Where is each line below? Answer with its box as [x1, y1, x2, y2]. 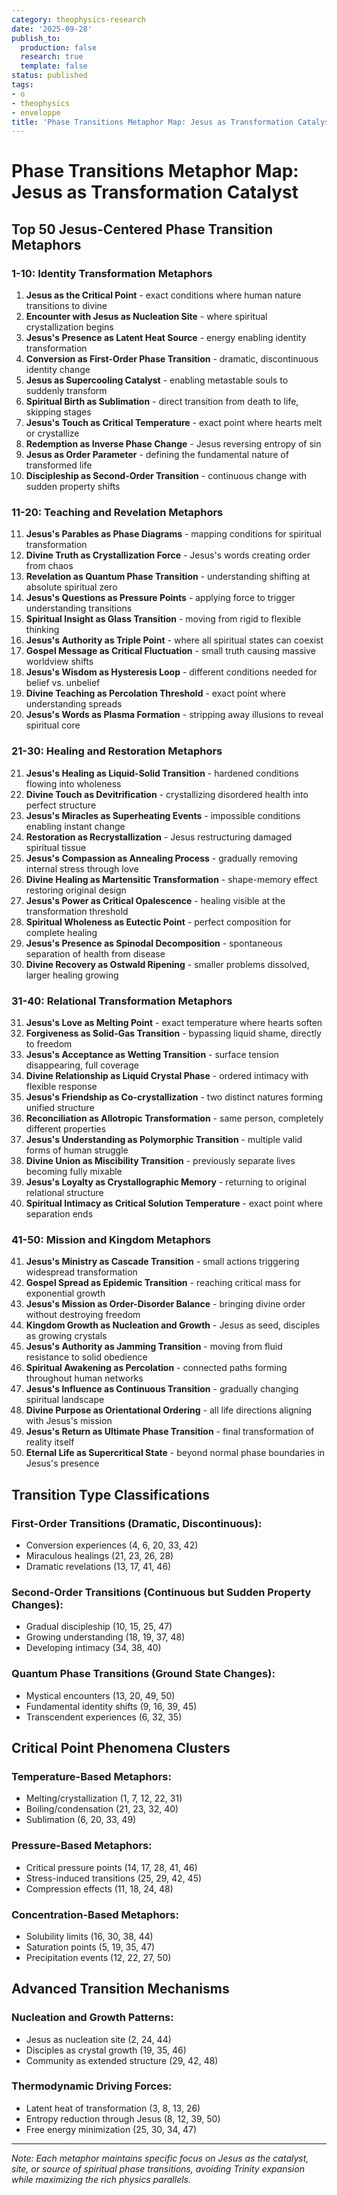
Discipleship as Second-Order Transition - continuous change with [25, 470, 308, 482]
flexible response [25, 1081, 98, 1093]
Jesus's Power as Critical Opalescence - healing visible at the [25, 894, 286, 906]
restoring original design [25, 884, 127, 896]
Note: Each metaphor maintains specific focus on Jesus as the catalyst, [11, 2152, 309, 2164]
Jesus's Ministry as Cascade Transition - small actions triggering [25, 1256, 300, 1268]
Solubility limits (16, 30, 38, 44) [25, 1930, 154, 1942]
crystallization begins [25, 321, 114, 333]
